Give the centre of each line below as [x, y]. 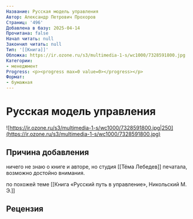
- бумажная [19, 83]
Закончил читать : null [34, 45]
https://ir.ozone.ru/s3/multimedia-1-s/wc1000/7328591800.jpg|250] [91, 127]
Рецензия [25, 209]
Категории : [19, 60]
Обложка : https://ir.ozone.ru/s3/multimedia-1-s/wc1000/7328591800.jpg [96, 55]
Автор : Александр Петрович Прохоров [51, 17]
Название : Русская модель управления [52, 11]
